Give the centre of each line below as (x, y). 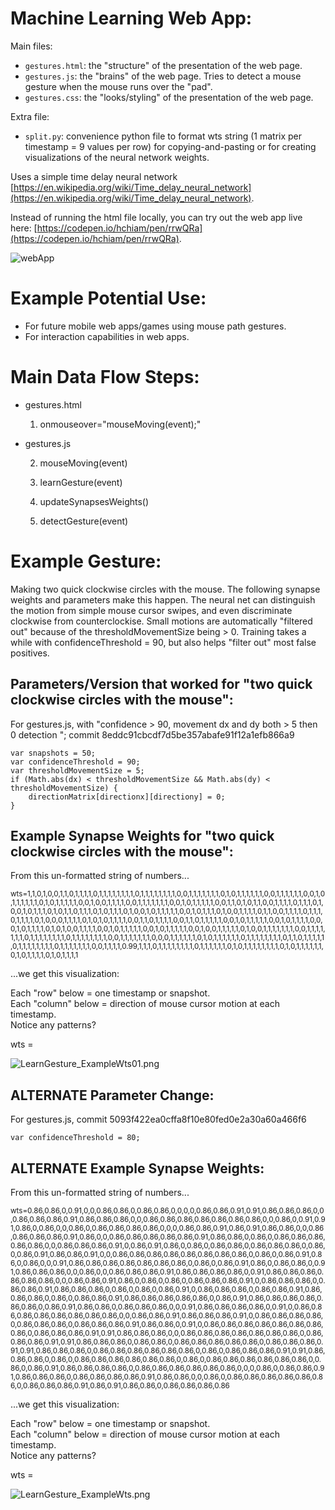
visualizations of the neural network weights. (117, 157)
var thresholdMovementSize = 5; (77, 770)
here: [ (24, 228)
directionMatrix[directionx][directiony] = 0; (127, 797)
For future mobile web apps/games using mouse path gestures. (155, 326)
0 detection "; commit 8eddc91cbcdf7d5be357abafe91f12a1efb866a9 (152, 734)
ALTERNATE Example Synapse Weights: (137, 1168)
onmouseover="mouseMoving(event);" (120, 424)
